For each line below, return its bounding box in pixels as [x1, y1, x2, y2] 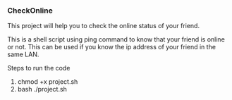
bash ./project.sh [17, 85, 67, 94]
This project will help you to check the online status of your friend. [7, 22, 200, 30]
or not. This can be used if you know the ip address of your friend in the [7, 43, 216, 51]
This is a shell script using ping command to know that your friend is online [7, 35, 226, 44]
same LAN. [7, 50, 39, 58]
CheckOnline [7, 6, 53, 15]
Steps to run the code [7, 64, 71, 73]
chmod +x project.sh [17, 77, 78, 86]
